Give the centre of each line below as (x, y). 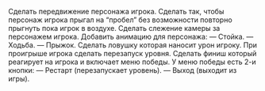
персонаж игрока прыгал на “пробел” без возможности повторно (120, 20)
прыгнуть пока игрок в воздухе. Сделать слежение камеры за (114, 28)
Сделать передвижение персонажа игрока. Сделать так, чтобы (116, 11)
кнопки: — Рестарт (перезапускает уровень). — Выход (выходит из (123, 70)
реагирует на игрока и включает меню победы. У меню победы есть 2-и (132, 62)
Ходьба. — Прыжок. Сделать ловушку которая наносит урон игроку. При (133, 45)
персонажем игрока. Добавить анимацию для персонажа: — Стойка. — (131, 36)
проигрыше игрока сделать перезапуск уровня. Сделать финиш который (132, 53)
